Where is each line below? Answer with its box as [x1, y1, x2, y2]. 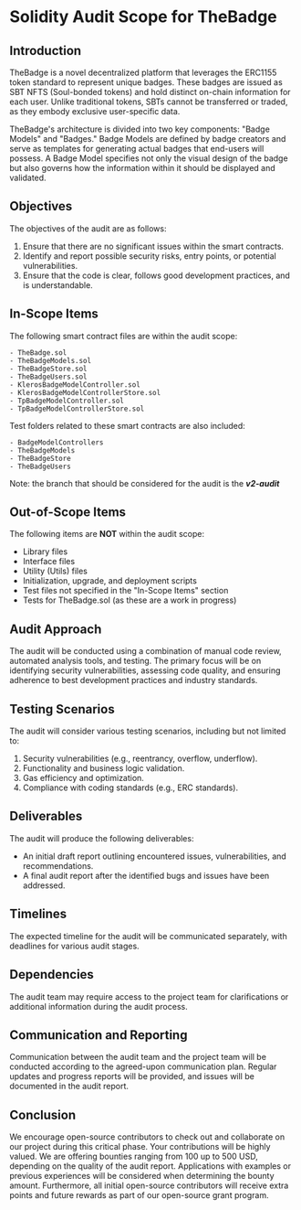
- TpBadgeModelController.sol [9, 396, 125, 405]
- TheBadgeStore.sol [9, 364, 88, 373]
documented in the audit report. [9, 1081, 130, 1092]
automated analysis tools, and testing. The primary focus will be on [9, 656, 262, 667]
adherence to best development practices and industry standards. [9, 675, 258, 686]
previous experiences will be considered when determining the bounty [9, 1171, 275, 1182]
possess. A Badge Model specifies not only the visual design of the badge [9, 153, 289, 164]
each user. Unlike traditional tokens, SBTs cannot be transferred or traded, [9, 96, 288, 107]
